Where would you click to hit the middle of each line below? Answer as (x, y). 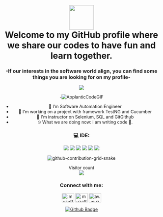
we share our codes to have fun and (81, 45)
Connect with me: (81, 185)
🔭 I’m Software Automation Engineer (85, 107)
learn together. (81, 56)
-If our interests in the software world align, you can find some (81, 71)
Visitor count (81, 168)
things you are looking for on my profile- (81, 77)
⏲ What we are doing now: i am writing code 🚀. (85, 122)
